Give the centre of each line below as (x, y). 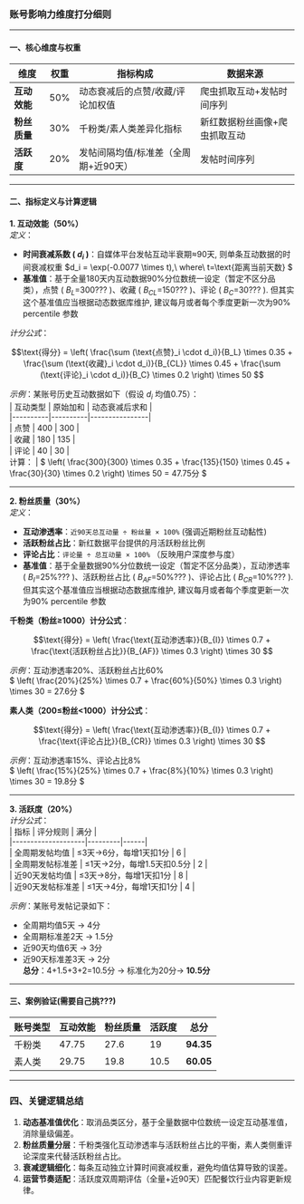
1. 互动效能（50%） (46, 223)
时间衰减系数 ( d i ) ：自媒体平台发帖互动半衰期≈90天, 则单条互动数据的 (152, 255)
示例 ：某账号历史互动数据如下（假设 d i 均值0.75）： (104, 395)
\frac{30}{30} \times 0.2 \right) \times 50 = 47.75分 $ (108, 474)
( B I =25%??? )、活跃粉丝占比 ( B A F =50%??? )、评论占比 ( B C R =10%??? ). (158, 578)
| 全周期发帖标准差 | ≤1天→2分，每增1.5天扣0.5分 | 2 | (109, 863)
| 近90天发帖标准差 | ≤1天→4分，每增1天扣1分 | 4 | (102, 886)
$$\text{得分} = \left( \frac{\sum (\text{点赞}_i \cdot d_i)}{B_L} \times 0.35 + (152, 352)
